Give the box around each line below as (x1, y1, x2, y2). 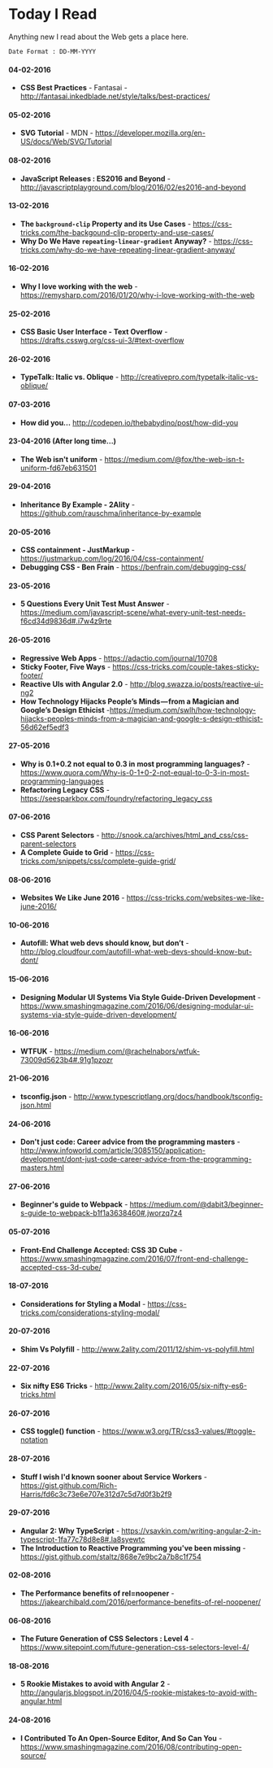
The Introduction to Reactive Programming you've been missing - (19, 1543, 246, 1552)
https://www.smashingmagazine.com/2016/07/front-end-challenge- (19, 1254, 249, 1264)
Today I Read (8, 5, 97, 24)
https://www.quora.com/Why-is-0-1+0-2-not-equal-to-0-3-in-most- (19, 767, 250, 777)
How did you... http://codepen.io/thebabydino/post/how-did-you (19, 417, 238, 427)
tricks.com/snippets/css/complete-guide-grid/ (19, 856, 176, 866)
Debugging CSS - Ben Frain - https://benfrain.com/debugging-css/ (19, 562, 246, 572)
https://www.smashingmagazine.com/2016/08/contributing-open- (19, 1742, 242, 1752)
